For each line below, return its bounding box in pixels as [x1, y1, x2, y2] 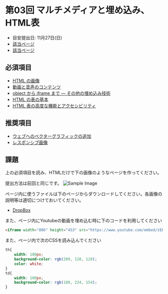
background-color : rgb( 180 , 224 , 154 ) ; [14, 280, 97, 285]
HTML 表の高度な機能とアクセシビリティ [12, 102, 96, 108]
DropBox [12, 207, 31, 213]
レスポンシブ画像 [12, 139, 48, 145]
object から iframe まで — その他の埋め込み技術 [12, 90, 111, 96]
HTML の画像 [12, 77, 40, 83]
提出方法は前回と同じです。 [5, 180, 62, 186]
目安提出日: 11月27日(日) [12, 35, 62, 41]
